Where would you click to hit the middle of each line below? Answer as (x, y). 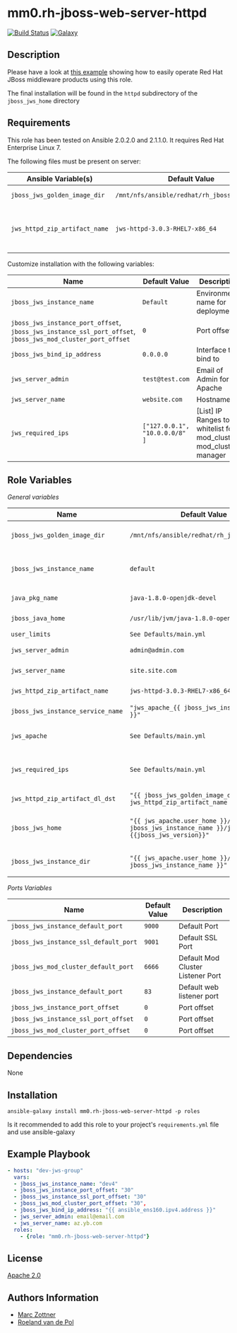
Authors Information (53, 1297)
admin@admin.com (157, 650)
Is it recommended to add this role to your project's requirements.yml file (113, 1124)
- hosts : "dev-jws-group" (45, 1170)
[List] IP (209, 410)
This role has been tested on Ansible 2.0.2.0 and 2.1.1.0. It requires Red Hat (116, 140)
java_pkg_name (35, 598)
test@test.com (166, 379)
